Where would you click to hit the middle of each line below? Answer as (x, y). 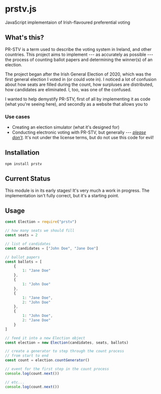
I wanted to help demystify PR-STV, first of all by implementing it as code (78, 99)
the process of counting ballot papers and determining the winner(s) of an (79, 60)
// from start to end (27, 356)
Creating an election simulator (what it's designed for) (66, 127)
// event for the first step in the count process (57, 369)
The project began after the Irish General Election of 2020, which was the (78, 74)
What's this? (25, 38)
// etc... (15, 382)
